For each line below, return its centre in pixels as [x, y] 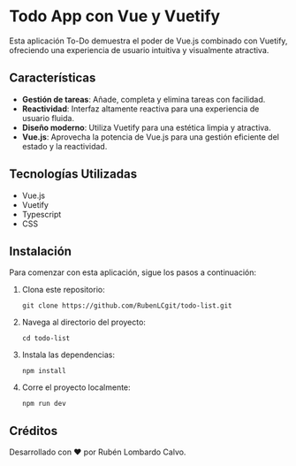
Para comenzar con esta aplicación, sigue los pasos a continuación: [133, 272]
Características [53, 78]
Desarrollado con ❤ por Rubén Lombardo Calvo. [98, 452]
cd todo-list [46, 339]
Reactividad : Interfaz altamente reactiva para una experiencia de [140, 109]
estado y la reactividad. [65, 146]
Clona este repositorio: [63, 290]
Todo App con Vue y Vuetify [115, 16]
